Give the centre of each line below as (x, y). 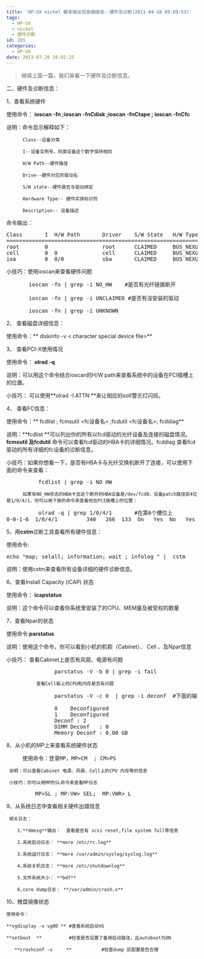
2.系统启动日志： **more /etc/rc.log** (64, 842)
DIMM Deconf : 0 (82, 726)
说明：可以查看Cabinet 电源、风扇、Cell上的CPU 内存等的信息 (78, 771)
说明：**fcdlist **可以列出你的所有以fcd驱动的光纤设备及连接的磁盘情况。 (99, 434)
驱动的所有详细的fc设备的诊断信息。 (51, 449)
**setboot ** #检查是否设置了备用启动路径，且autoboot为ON (89, 938)
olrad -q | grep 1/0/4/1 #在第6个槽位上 (106, 513)
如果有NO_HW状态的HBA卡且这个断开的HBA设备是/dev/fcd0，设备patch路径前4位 (110, 494)
